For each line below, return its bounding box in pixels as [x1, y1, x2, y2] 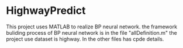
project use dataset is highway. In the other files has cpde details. [6, 35, 164, 42]
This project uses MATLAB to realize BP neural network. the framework [6, 23, 177, 30]
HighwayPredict [6, 4, 86, 17]
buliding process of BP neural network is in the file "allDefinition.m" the [6, 29, 177, 36]
